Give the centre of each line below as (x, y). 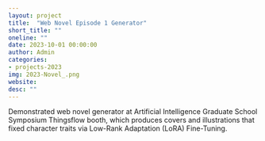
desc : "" (23, 89)
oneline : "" (28, 38)
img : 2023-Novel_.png (44, 74)
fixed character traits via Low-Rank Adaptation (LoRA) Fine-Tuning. (118, 128)
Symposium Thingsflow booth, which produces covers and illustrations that (132, 120)
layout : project (35, 15)
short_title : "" (35, 30)
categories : (28, 60)
